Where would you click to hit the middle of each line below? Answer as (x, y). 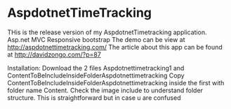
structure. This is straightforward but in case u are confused (94, 97)
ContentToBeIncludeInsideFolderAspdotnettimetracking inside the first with (116, 82)
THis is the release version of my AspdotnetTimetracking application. (107, 32)
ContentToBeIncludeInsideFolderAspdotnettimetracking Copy (96, 75)
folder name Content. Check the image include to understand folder (105, 90)
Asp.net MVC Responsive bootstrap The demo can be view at (96, 39)
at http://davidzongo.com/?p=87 (54, 54)
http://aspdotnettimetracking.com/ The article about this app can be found (115, 47)
